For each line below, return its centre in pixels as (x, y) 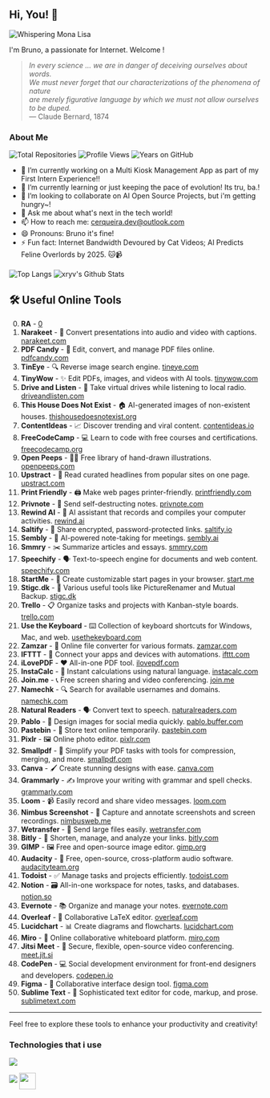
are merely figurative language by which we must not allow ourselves (144, 99)
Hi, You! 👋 (34, 15)
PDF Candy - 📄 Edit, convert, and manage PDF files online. (117, 349)
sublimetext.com (48, 1001)
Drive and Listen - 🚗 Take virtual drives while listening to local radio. (133, 387)
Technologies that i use (56, 1044)
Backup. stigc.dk (48, 596)
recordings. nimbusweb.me (66, 820)
